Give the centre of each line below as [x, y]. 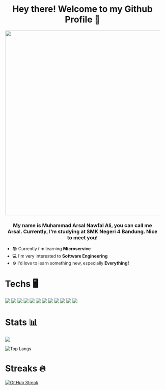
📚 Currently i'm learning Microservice [51, 249]
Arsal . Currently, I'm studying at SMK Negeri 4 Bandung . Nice [82, 231]
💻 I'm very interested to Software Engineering [60, 256]
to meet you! [82, 237]
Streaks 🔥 [25, 369]
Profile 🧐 [82, 19]
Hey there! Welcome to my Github [82, 9]
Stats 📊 [21, 322]
